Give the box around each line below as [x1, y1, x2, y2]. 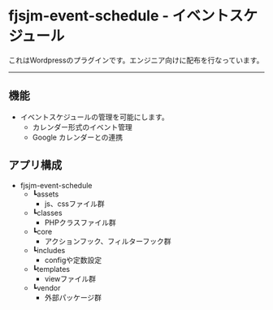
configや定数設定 [44, 255, 102, 265]
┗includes [32, 245, 66, 255]
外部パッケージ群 [44, 292, 102, 302]
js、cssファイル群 [44, 199, 105, 209]
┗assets [32, 189, 59, 199]
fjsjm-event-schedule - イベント [8, 6, 230, 25]
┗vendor [32, 282, 61, 292]
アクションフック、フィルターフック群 [44, 236, 171, 246]
